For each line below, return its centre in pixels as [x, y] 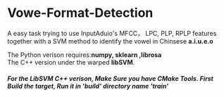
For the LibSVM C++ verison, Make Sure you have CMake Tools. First [110, 78]
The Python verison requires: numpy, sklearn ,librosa [85, 55]
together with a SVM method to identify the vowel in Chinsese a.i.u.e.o [110, 41]
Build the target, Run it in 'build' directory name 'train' [88, 86]
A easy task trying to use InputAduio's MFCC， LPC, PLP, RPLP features [112, 33]
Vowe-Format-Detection [80, 13]
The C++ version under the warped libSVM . [71, 62]
